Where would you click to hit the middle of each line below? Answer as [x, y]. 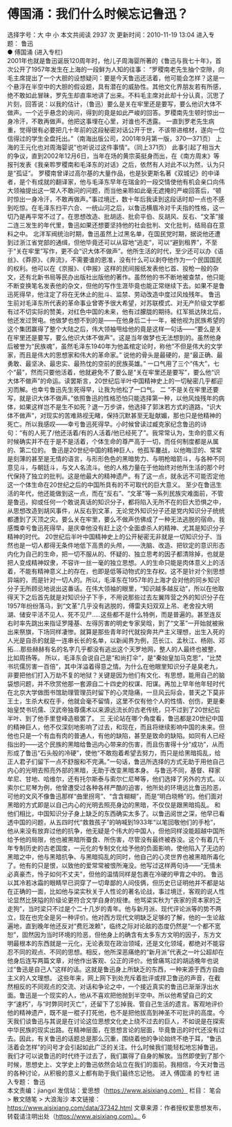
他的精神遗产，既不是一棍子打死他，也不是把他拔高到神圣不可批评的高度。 [113, 1012]
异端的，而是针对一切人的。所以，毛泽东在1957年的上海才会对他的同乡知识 [114, 579]
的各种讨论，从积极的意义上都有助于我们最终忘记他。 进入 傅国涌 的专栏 [109, 1073]
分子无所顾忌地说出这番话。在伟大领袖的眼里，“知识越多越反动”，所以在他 [113, 588]
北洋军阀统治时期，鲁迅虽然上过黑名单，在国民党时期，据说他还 [124, 233]
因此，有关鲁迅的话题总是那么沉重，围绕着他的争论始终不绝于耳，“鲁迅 [120, 1038]
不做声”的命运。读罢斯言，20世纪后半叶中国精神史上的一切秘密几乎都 [118, 381]
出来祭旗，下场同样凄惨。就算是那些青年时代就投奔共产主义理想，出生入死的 [116, 631]
